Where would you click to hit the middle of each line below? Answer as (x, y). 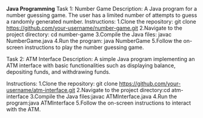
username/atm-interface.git (41, 90)
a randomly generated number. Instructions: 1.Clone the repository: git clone (101, 21)
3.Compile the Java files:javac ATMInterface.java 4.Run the (104, 97)
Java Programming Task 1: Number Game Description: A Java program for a (102, 9)
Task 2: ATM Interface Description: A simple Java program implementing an (101, 59)
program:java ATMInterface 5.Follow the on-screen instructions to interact (99, 103)
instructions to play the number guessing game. (84, 47)
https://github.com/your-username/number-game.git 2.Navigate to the (95, 28)
